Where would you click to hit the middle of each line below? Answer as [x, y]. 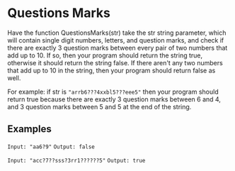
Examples [29, 129]
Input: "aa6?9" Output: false [51, 147]
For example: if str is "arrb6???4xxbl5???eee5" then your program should [113, 92]
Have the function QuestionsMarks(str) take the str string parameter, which [117, 33]
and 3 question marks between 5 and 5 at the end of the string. [99, 106]
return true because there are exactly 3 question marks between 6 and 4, [114, 99]
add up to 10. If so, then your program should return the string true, [105, 55]
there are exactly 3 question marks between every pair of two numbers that [117, 48]
